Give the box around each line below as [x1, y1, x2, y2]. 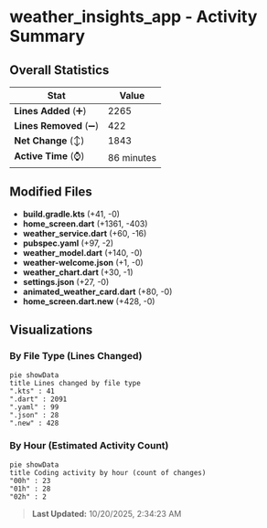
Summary [9, 26, 85, 47]
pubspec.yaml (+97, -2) [22, 238, 114, 248]
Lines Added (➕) [14, 105, 87, 117]
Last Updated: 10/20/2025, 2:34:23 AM [31, 508, 182, 519]
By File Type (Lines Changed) [9, 350, 143, 363]
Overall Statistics [9, 62, 110, 78]
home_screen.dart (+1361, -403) [22, 217, 148, 229]
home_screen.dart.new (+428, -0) [22, 295, 155, 307]
